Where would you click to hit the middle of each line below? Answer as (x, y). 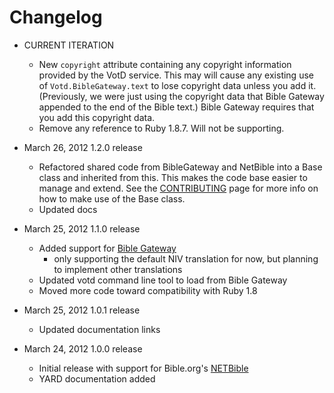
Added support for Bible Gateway (107, 248)
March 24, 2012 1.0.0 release (83, 348)
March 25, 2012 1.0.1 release (82, 310)
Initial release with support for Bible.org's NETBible (143, 368)
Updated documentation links (99, 329)
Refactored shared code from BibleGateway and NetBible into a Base (180, 167)
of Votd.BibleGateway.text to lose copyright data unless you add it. (177, 85)
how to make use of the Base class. (112, 198)
